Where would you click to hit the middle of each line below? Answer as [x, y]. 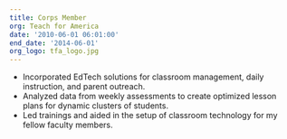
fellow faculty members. [67, 125]
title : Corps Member [48, 18]
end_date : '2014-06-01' [54, 43]
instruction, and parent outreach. [84, 87]
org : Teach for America [54, 26]
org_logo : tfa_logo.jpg [54, 51]
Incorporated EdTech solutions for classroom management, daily [143, 77]
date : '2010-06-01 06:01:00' [64, 34]
